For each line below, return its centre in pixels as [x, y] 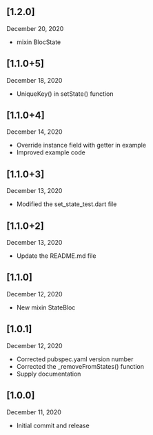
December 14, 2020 [34, 132]
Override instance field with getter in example [81, 145]
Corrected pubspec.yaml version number [75, 359]
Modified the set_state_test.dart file [67, 204]
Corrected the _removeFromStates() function [80, 366]
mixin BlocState [39, 42]
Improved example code [51, 152]
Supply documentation [49, 374]
